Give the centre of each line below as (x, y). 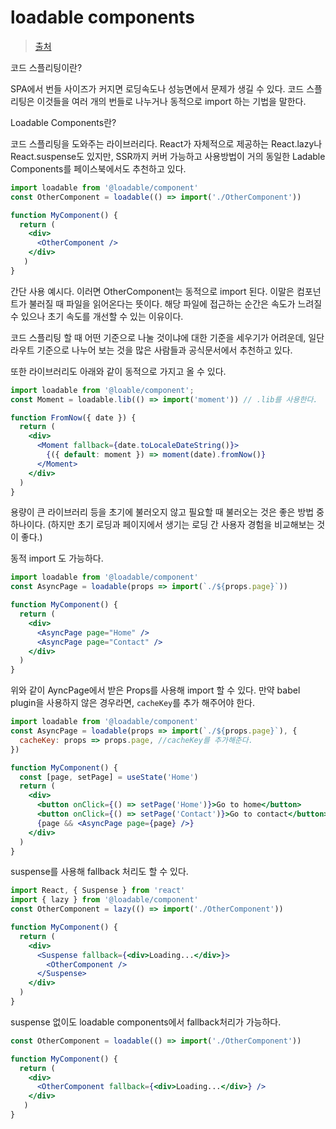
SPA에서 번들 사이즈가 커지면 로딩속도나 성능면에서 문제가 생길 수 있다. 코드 (157, 88)
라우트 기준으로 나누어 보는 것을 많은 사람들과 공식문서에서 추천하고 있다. (151, 350)
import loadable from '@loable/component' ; (102, 390)
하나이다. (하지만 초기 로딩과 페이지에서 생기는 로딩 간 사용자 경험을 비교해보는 (162, 525)
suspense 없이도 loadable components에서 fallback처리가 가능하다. (146, 1022)
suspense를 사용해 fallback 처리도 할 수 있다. (99, 872)
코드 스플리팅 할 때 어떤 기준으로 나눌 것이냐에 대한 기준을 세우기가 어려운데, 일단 (167, 337)
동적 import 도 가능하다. (57, 558)
